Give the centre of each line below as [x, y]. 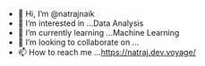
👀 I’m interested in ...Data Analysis [81, 23]
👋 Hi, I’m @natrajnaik [56, 14]
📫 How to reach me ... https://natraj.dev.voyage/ [107, 52]
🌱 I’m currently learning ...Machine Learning [98, 33]
